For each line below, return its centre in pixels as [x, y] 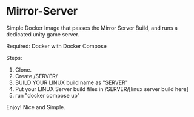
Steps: [14, 58]
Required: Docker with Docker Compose [57, 46]
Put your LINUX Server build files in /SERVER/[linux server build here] [102, 89]
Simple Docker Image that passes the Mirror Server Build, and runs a [92, 28]
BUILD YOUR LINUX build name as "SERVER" [72, 82]
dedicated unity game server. [43, 34]
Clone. [23, 69]
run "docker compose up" [47, 95]
